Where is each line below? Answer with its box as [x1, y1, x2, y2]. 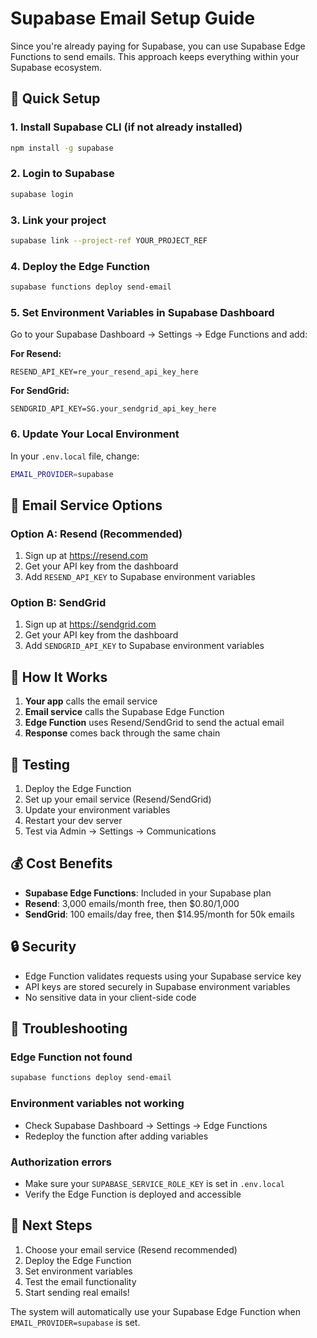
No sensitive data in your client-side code [24, 991, 197, 1003]
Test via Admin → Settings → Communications [24, 825, 217, 837]
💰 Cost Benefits [10, 855, 113, 872]
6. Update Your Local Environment [10, 427, 180, 441]
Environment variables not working [10, 1097, 185, 1111]
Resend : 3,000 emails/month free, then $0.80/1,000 [24, 897, 240, 909]
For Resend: [10, 348, 62, 360]
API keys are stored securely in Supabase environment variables [24, 980, 291, 992]
